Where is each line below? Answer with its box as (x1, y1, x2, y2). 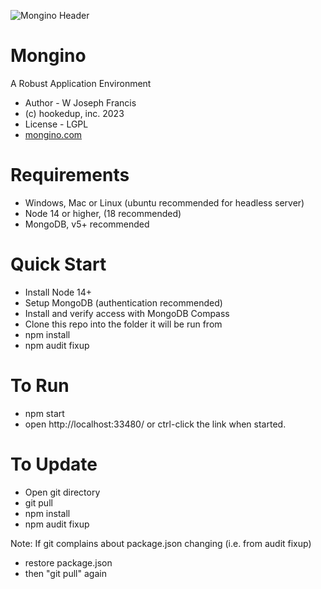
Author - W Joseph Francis (24, 96, 137, 109)
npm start (24, 407, 65, 419)
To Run (10, 375, 70, 397)
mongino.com (24, 128, 83, 140)
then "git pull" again (24, 567, 107, 579)
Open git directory (24, 486, 101, 498)
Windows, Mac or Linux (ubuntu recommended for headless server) (24, 196, 305, 209)
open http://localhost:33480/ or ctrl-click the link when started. (24, 418, 287, 430)
